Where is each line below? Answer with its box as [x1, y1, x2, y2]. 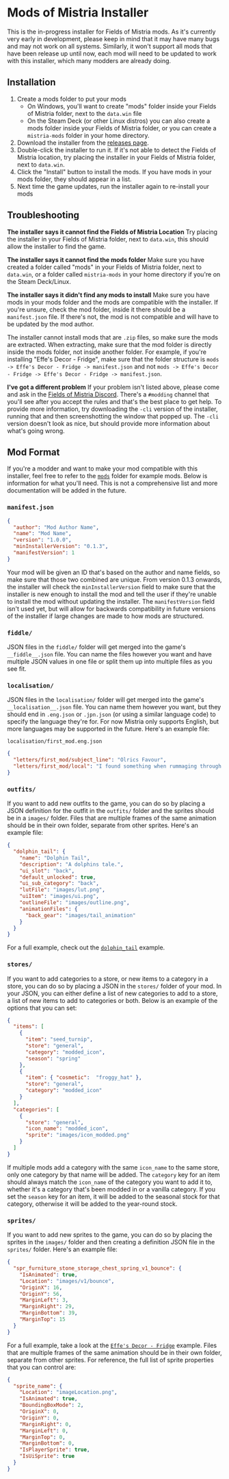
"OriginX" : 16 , [19, 1284, 63, 1291]
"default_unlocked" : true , [19, 873, 96, 881]
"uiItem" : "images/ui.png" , [19, 893, 99, 900]
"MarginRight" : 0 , [19, 1421, 72, 1428]
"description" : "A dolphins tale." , [19, 861, 124, 868]
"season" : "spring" [25, 1055, 81, 1062]
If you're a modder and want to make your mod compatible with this [7, 464, 198, 473]
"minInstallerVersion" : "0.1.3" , [13, 543, 109, 550]
